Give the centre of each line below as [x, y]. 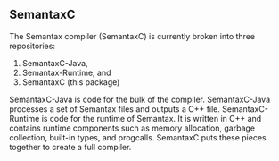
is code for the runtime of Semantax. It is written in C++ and [152, 118]
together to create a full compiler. [70, 147]
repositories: [33, 46]
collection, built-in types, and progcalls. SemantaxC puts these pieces [138, 137]
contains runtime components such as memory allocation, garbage [132, 128]
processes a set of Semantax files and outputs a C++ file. [115, 109]
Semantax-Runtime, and [66, 72]
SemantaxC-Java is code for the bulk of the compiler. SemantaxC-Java [139, 99]
